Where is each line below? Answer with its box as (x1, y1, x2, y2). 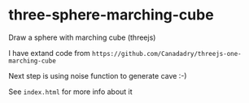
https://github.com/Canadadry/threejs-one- (92, 49, 242, 58)
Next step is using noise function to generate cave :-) (8, 71, 187, 80)
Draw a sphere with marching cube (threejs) (8, 32, 156, 42)
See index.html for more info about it (8, 87, 133, 97)
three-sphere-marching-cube (8, 6, 214, 24)
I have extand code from (8, 48, 91, 58)
